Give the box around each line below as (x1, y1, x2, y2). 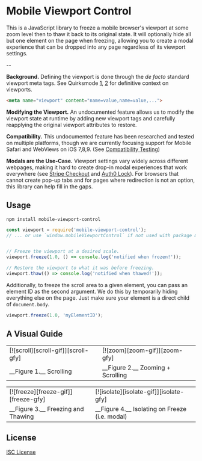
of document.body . (6, 300, 50, 308)
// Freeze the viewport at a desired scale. (6, 249, 120, 255)
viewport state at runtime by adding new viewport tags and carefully (6, 114, 176, 122)
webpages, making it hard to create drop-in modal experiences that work (6, 164, 188, 171)
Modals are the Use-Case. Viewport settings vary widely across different (6, 157, 188, 164)
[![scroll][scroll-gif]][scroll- (9, 346, 89, 354)
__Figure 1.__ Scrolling (9, 367, 72, 376)
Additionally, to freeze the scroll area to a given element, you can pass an (6, 281, 188, 288)
